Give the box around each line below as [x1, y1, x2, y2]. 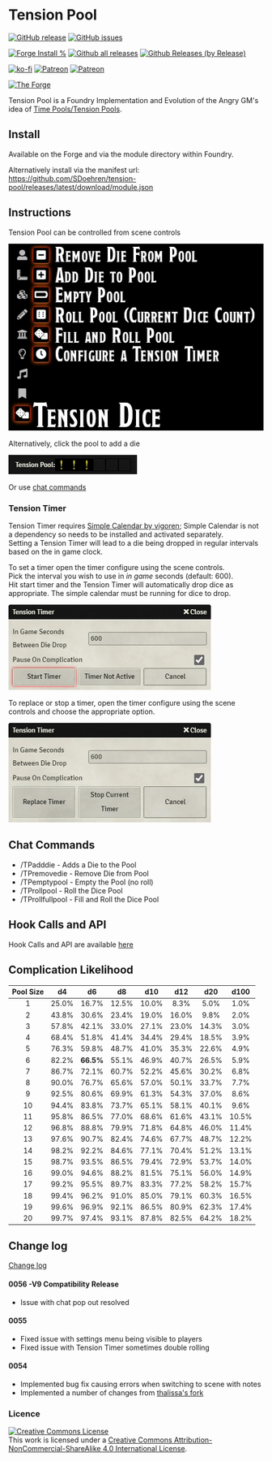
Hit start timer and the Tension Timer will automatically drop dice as [8, 580, 234, 590]
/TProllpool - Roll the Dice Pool [19, 885, 123, 895]
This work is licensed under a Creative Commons [8, 1435, 172, 1445]
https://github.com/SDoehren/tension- [8, 173, 137, 184]
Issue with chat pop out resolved [19, 1297, 130, 1307]
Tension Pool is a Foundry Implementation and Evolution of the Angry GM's [8, 95, 259, 105]
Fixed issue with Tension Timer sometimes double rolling [19, 1342, 210, 1352]
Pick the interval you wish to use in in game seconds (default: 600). [8, 571, 234, 581]
